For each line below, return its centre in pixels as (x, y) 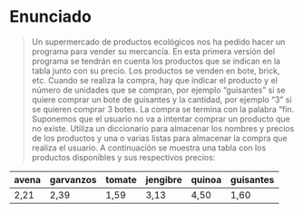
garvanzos (73, 179)
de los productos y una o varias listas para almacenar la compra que (159, 138)
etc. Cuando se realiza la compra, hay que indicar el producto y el (155, 80)
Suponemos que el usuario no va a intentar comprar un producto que (161, 119)
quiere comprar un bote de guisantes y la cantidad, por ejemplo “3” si (161, 99)
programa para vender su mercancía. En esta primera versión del (153, 51)
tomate (122, 179)
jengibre (164, 179)
